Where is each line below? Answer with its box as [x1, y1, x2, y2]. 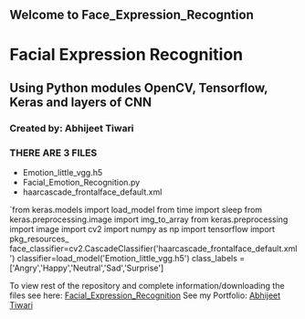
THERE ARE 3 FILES [9, 146, 98, 159]
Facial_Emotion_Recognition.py [22, 177, 141, 188]
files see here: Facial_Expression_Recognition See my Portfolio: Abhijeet [9, 290, 281, 301]
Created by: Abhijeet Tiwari [9, 122, 134, 134]
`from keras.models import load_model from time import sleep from [9, 205, 263, 216]
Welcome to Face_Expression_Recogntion [9, 7, 254, 23]
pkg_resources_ [9, 233, 69, 245]
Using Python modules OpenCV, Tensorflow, [9, 80, 268, 95]
